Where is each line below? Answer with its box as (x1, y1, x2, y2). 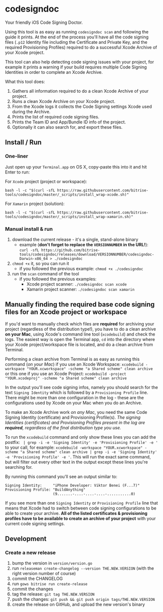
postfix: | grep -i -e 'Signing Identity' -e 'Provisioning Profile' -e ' (5, 439, 158, 445)
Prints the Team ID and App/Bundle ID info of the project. (12, 119, 126, 125)
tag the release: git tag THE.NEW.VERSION (12, 591, 95, 597)
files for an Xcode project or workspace (5, 308, 128, 316)
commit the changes (12, 586, 53, 592)
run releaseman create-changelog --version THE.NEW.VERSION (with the (12, 565, 154, 571)
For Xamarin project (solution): (5, 201, 65, 206)
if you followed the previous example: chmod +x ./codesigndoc (19, 266, 144, 272)
